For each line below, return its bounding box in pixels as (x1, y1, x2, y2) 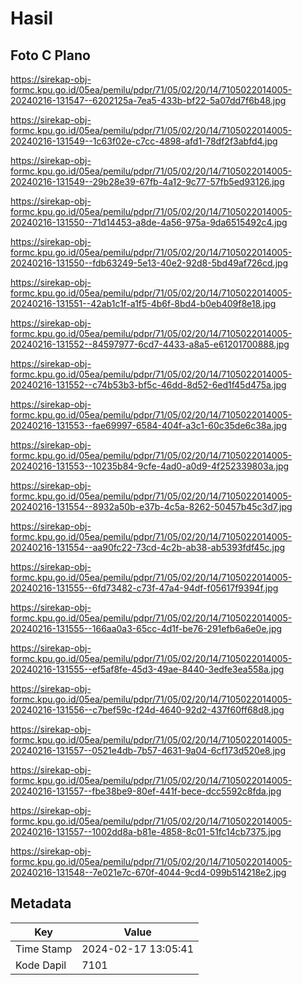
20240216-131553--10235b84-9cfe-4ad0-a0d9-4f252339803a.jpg (10, 460, 290, 472)
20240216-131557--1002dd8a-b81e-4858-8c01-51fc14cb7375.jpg (10, 826, 282, 837)
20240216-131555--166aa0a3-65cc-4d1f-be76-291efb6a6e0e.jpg (10, 623, 283, 634)
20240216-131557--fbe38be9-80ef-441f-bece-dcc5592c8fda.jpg (10, 785, 282, 797)
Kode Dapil (15, 958, 67, 972)
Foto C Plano (10, 47, 91, 64)
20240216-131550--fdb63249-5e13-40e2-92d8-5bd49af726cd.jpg (10, 257, 289, 269)
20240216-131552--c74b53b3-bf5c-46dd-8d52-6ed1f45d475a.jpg (10, 379, 287, 391)
